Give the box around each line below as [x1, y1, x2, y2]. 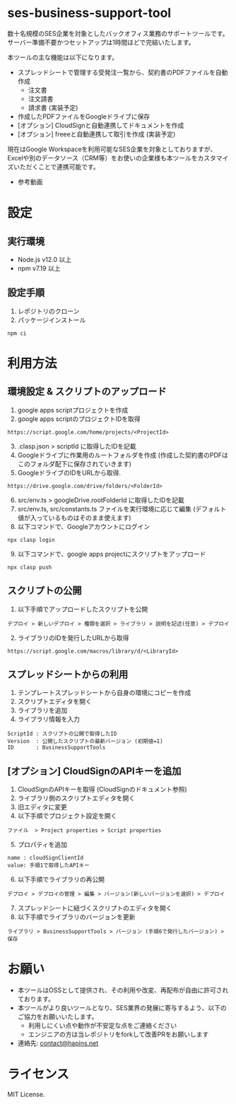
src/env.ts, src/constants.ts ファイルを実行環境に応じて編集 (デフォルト [17, 504, 227, 513]
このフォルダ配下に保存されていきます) [17, 459, 132, 468]
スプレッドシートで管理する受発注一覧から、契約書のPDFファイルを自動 [17, 68, 228, 76]
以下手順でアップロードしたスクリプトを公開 [17, 605, 148, 613]
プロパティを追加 [17, 841, 67, 849]
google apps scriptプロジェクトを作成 [17, 405, 129, 414]
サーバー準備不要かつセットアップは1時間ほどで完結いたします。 [7, 37, 195, 47]
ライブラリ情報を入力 [17, 715, 80, 723]
